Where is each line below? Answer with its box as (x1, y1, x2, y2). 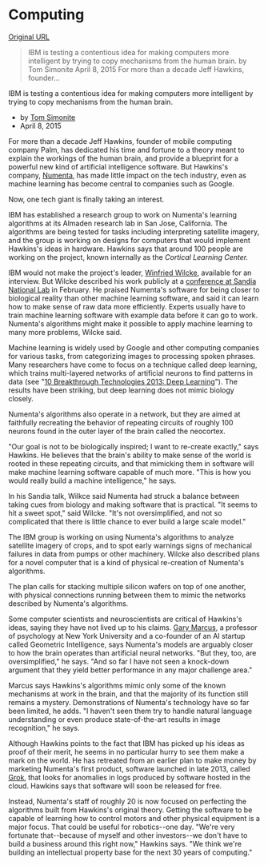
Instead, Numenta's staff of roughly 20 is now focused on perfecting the (8, 796, 247, 806)
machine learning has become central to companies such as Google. (8, 178, 234, 189)
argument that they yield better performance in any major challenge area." (8, 665, 253, 675)
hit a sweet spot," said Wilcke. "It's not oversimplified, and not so (8, 508, 222, 517)
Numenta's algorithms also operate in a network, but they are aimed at (8, 409, 241, 419)
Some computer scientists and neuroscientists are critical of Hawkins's (8, 614, 242, 624)
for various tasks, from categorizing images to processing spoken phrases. (8, 351, 256, 361)
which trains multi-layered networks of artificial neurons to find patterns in (8, 368, 254, 377)
